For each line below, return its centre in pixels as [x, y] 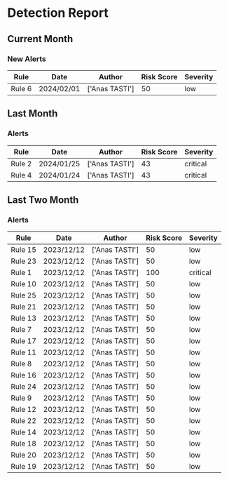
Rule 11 [24, 352]
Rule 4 [21, 175]
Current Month [40, 39]
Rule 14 [24, 432]
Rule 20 [24, 455]
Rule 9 [21, 398]
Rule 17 [24, 341]
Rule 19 [24, 467]
